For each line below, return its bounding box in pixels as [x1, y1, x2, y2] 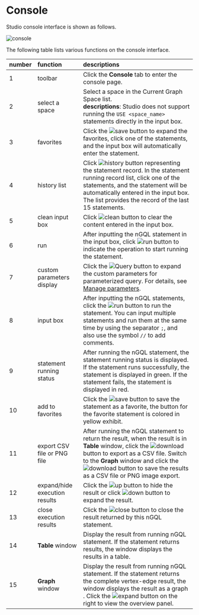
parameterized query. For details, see [82, 277, 188, 285]
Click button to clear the [82, 213, 173, 221]
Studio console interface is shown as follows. [6, 23, 117, 30]
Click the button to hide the [82, 481, 173, 489]
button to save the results [118, 464, 189, 472]
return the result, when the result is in [82, 434, 187, 443]
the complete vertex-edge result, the [82, 577, 187, 585]
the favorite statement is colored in [82, 409, 180, 418]
